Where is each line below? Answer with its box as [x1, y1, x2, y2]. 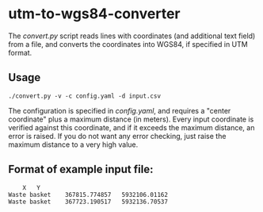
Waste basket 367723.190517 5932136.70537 [8, 198, 169, 206]
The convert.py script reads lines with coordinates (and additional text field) [8, 31, 256, 40]
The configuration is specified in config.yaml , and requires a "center [8, 106, 231, 115]
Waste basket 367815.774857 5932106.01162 [8, 191, 169, 199]
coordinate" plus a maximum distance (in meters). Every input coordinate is [8, 114, 254, 124]
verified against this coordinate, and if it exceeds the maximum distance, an [8, 122, 255, 132]
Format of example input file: [8, 163, 154, 176]
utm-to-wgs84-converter [8, 5, 181, 23]
